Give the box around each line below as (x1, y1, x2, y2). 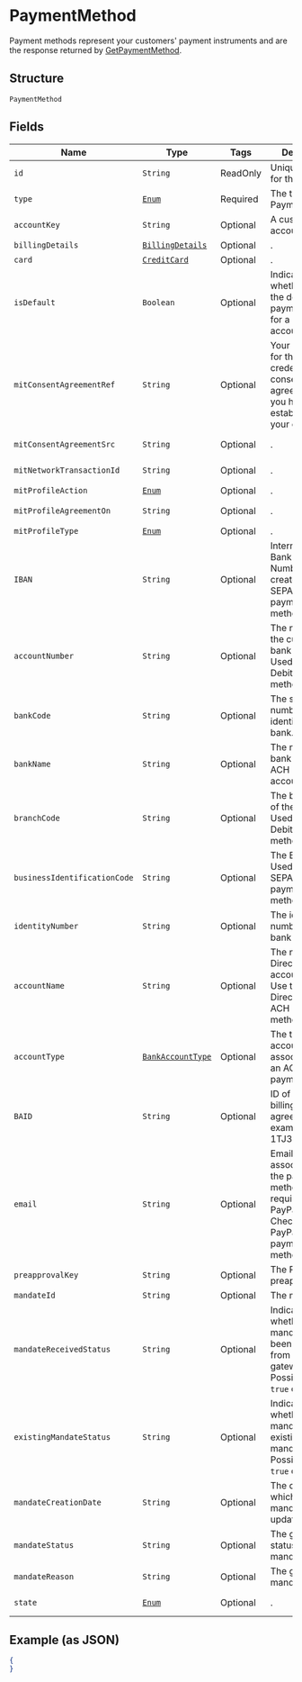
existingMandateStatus (13, 1432, 111, 1442)
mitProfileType (13, 526, 79, 536)
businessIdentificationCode (13, 873, 134, 882)
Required (219, 193, 259, 205)
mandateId (13, 1289, 56, 1300)
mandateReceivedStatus (13, 1343, 111, 1354)
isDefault (13, 297, 56, 307)
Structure (9, 71, 65, 86)
